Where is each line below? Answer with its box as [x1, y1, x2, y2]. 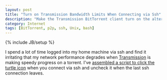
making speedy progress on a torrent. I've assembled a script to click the [5, 60, 155, 66]
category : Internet [5, 21, 46, 26]
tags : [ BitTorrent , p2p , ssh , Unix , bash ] [5, 26, 94, 31]
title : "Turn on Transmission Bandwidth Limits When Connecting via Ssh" [5, 12, 162, 17]
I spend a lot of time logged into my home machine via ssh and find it [5, 49, 147, 55]
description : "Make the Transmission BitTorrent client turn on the [5, 16, 150, 21]
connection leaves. [5, 70, 44, 76]
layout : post [5, 7, 32, 12]
